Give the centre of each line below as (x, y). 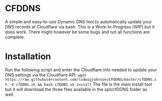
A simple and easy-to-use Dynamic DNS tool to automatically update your (79, 22)
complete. (15, 37)
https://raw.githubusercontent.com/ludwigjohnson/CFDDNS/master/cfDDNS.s (81, 79)
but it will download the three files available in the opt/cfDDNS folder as (76, 89)
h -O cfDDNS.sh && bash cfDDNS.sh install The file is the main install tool (79, 84)
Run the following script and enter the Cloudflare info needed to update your (81, 70)
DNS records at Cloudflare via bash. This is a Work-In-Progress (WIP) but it (80, 26)
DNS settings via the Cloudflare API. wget (46, 75)
